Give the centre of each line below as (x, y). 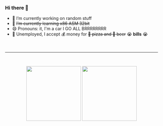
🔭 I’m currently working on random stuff (52, 18)
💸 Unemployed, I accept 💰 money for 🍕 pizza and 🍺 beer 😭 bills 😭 (80, 34)
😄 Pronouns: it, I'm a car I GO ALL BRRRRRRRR (59, 29)
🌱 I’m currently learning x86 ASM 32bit (51, 23)
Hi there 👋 (17, 8)
